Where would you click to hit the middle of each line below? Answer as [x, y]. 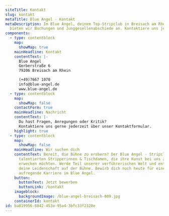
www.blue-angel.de [38, 89]
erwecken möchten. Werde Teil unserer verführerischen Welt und [87, 164]
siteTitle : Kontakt [26, 10]
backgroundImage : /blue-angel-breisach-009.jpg [69, 196]
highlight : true [31, 131]
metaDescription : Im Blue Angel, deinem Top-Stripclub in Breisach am [81, 24]
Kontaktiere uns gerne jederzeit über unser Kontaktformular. [85, 126]
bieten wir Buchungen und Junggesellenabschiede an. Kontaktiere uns [84, 29]
